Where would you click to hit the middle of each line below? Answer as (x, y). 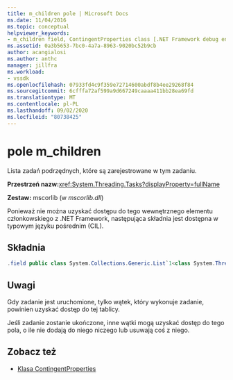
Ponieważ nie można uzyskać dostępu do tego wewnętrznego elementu (110, 211)
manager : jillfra (32, 65)
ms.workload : (26, 72)
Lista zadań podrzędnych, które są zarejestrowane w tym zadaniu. (102, 170)
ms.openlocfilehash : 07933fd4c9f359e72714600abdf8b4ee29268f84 (101, 85)
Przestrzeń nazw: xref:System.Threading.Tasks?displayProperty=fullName (114, 184)
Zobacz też (32, 352)
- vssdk (18, 78)
